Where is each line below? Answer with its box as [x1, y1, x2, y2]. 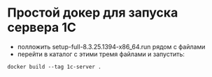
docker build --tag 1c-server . [7, 63, 101, 70]
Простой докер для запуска [7, 5, 178, 21]
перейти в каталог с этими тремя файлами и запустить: [17, 50, 185, 58]
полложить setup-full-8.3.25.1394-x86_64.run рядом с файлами [17, 42, 206, 51]
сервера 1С [7, 19, 77, 35]
